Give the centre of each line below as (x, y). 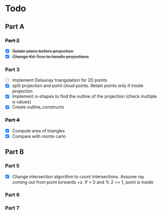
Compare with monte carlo (39, 136)
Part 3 (12, 69)
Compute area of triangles (38, 130)
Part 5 (12, 166)
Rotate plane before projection (43, 51)
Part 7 (12, 208)
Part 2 (12, 41)
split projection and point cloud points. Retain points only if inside (78, 86)
